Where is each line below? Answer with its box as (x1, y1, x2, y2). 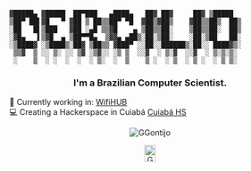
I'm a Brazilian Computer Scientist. (72, 77, 228, 89)
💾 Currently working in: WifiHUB (9, 97, 128, 108)
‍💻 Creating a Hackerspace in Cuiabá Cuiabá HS (9, 107, 187, 118)
